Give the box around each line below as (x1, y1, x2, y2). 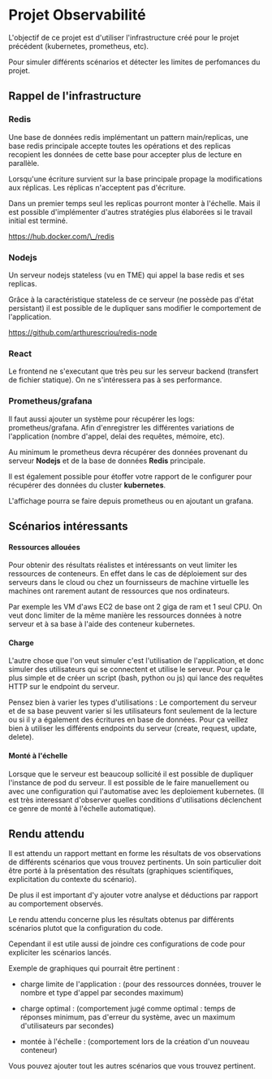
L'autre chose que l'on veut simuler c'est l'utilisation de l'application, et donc (8, 656, 265, 666)
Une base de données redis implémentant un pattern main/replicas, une (8, 132, 249, 142)
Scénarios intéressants (8, 519, 128, 533)
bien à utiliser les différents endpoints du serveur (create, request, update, (8, 723, 257, 733)
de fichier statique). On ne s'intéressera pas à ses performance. (8, 375, 222, 385)
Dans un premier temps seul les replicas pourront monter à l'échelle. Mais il (8, 198, 261, 208)
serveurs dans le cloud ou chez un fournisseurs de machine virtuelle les (8, 578, 249, 588)
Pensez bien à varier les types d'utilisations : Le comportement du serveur (8, 697, 257, 707)
